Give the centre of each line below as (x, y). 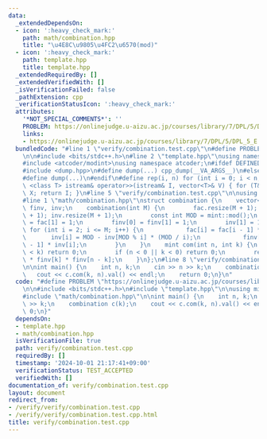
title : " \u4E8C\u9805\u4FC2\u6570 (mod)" (90, 45)
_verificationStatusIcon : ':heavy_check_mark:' (96, 104)
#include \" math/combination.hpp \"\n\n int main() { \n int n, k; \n (140, 297)
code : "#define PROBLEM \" (60, 282)
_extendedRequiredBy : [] (56, 75)
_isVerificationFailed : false (65, 89)
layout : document (37, 393)
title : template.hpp (56, 68)
